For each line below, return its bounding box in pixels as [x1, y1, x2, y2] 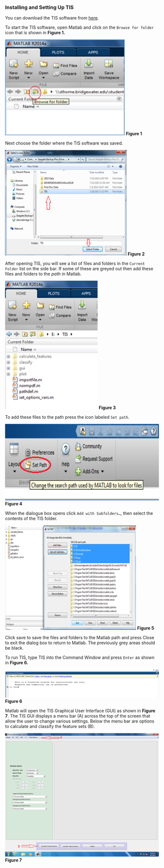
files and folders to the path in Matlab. [5, 271, 82, 277]
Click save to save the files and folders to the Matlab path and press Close [5, 635, 155, 641]
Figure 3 [98, 405, 116, 410]
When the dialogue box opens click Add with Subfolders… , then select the [5, 510, 153, 516]
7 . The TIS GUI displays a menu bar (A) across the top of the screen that [5, 713, 150, 719]
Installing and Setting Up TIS [5, 4, 74, 11]
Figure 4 [5, 501, 23, 507]
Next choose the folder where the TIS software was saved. [5, 140, 123, 146]
